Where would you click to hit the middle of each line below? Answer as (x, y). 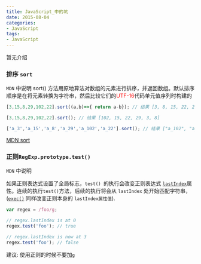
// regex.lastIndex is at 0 (41, 221)
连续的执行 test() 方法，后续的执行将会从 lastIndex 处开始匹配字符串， (104, 191)
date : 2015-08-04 (28, 17)
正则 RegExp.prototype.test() (48, 156)
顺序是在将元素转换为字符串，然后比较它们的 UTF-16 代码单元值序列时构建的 (99, 96)
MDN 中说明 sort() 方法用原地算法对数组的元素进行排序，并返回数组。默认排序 (100, 88)
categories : (21, 23)
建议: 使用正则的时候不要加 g (41, 254)
